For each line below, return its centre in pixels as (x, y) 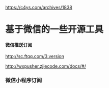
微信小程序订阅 (24, 80)
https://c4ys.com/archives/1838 (39, 7)
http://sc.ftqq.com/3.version (35, 56)
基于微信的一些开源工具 (54, 30)
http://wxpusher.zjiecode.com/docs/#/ (46, 66)
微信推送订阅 (19, 45)
